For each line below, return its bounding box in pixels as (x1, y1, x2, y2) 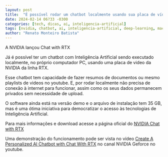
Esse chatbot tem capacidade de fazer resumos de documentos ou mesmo (5, 75, 160, 80)
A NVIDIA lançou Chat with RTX (5, 45, 70, 50)
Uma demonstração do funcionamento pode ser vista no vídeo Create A (5, 136, 153, 141)
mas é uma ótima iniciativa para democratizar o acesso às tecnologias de (5, 106, 156, 111)
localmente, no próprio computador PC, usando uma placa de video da (5, 60, 151, 65)
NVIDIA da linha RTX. (5, 65, 49, 71)
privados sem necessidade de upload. (5, 91, 84, 96)
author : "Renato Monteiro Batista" (5, 31, 79, 36)
